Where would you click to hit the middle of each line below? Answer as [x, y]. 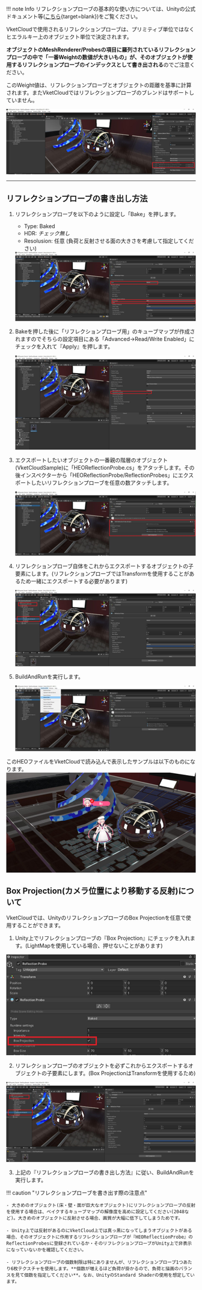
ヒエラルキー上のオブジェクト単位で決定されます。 [69, 37]
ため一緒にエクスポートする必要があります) [74, 581]
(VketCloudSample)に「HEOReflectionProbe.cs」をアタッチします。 [99, 467]
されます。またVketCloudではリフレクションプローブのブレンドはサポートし [100, 93]
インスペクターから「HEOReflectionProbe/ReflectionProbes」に [99, 475]
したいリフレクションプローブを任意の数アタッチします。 [102, 482]
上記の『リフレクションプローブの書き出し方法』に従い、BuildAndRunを [104, 1172]
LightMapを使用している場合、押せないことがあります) [95, 946]
